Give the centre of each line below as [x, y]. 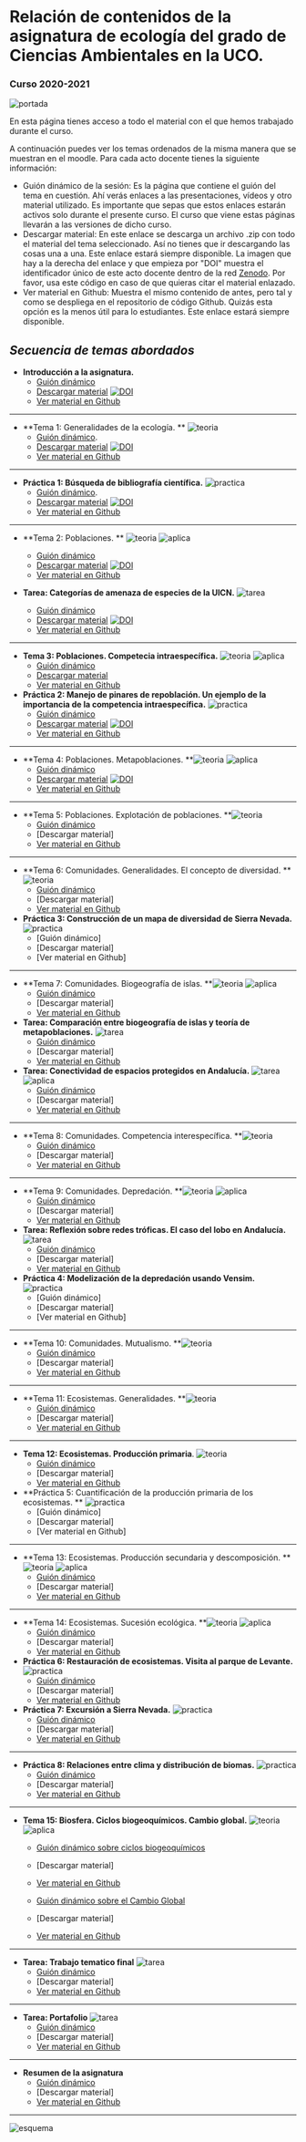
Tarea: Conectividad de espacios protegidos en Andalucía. [136, 1071]
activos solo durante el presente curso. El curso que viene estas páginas [159, 215]
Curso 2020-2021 [50, 84]
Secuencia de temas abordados [102, 350]
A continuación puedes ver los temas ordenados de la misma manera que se [153, 149]
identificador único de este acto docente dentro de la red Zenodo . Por [154, 273]
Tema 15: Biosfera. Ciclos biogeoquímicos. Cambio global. [135, 1820]
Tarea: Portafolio [55, 2018]
